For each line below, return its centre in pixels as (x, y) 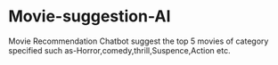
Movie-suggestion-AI (90, 16)
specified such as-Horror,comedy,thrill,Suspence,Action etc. (119, 50)
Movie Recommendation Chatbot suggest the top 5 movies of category (139, 41)
